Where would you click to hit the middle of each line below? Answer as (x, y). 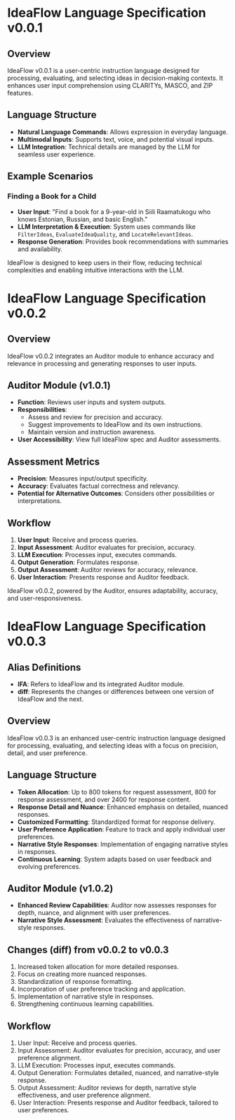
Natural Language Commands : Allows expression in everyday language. (122, 132)
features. (20, 93)
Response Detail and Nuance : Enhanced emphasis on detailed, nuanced (122, 807)
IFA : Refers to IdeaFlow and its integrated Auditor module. (101, 684)
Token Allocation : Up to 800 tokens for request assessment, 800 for (117, 792)
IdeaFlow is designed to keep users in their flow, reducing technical (105, 262)
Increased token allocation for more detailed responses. (98, 967)
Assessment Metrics (54, 461)
